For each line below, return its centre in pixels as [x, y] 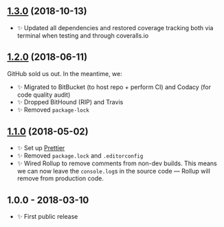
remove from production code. [60, 178]
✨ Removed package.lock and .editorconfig [80, 156]
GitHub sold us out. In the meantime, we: [65, 73]
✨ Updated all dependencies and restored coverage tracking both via [115, 27]
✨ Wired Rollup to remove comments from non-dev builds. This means [117, 163]
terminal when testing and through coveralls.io [83, 35]
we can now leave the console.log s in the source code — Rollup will [114, 171]
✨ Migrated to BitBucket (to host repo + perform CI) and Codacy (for [114, 87]
